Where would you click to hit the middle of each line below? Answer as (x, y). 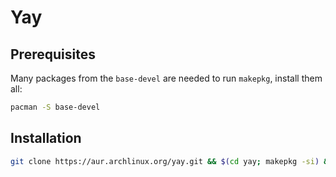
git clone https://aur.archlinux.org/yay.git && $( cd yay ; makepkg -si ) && (171, 161)
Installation (46, 138)
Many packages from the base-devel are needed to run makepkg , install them (166, 78)
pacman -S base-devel (55, 107)
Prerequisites (53, 54)
